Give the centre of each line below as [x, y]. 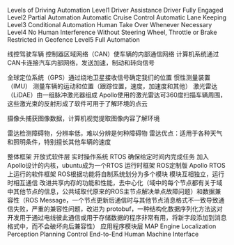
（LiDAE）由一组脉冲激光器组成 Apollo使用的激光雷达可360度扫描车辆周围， [117, 95]
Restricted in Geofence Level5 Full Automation [74, 40]
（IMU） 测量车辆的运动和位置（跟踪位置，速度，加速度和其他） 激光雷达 [112, 86]
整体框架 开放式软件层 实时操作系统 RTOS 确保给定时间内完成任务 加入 [108, 157]
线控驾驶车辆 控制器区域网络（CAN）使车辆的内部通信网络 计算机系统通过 [113, 54]
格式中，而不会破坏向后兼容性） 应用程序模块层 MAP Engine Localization [112, 226]
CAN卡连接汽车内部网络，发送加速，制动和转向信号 [81, 63]
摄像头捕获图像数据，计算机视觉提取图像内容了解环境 [84, 118]
